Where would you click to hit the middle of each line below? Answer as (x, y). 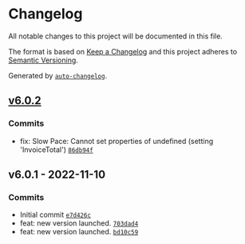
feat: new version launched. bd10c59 (79, 232)
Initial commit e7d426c (55, 215)
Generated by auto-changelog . (58, 75)
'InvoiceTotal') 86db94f (56, 150)
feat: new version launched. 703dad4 (79, 223)
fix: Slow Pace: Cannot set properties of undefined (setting (117, 141)
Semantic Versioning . (43, 60)
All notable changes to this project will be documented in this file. (116, 36)
